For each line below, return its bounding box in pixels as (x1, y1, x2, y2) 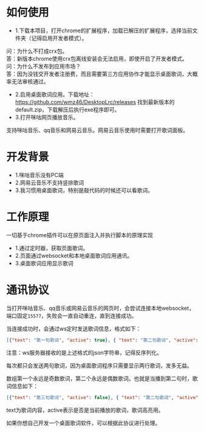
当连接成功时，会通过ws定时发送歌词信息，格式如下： (6, 325, 141, 332)
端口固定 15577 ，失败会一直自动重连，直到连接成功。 (6, 312, 137, 319)
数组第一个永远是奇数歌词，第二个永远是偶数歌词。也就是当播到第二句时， (6, 375, 192, 382)
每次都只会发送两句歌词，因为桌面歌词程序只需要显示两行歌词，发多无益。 (6, 361, 192, 369)
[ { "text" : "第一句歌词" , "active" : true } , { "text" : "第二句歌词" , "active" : (6, 337, 199, 343)
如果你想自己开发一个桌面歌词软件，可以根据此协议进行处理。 (6, 419, 161, 427)
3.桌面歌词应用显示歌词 (15, 259, 74, 267)
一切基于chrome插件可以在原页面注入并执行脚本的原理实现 (6, 231, 154, 239)
